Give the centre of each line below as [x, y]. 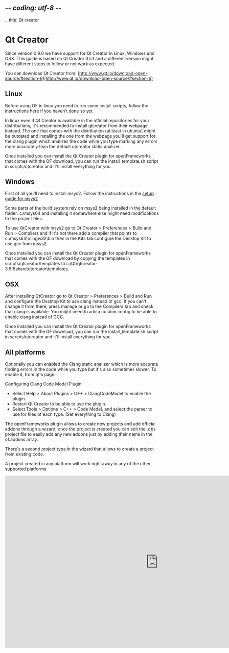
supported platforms [26, 469]
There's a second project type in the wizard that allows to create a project [80, 449]
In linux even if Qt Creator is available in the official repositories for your [77, 120]
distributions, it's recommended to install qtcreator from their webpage [76, 126]
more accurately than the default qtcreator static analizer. [63, 146]
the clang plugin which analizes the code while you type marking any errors [81, 141]
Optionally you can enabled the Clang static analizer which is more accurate [82, 364]
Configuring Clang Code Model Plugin [43, 384]
